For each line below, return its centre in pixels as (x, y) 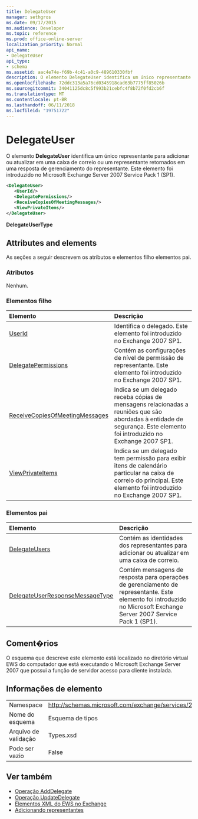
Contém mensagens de (151, 570)
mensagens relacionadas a (151, 404)
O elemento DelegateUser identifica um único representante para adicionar (98, 156)
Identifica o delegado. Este (151, 326)
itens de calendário (141, 466)
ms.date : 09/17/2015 (32, 22)
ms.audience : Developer (35, 28)
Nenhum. (17, 285)
